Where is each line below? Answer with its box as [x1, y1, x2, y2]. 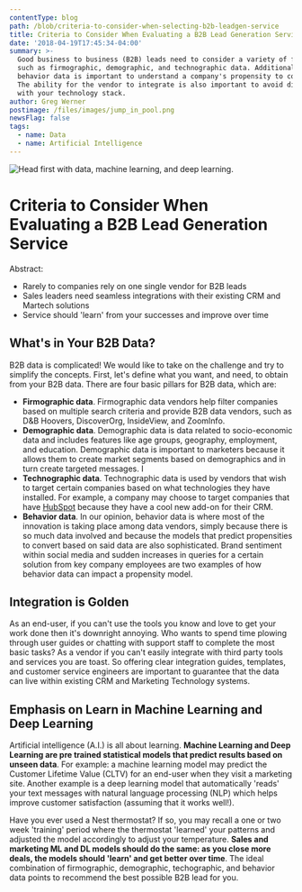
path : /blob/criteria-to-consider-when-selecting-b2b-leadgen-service [9, 22, 280, 31]
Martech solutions [22, 299, 90, 311]
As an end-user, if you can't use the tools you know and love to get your [9, 618, 277, 629]
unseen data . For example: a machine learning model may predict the [9, 759, 268, 770]
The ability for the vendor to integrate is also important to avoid [17, 80, 283, 89]
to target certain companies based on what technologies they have [22, 482, 271, 493]
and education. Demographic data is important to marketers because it [22, 443, 285, 455]
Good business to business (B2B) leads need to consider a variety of [17, 55, 288, 64]
